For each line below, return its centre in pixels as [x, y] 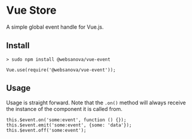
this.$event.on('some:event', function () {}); [66, 120]
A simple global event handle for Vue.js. [55, 27]
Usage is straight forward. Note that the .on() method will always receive [96, 103]
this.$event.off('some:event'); [46, 130]
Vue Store [31, 10]
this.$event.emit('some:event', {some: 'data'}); [69, 125]
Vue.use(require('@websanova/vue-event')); [61, 70]
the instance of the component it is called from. [64, 109]
